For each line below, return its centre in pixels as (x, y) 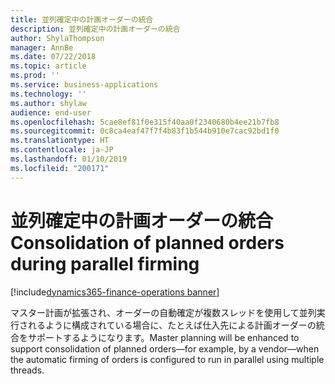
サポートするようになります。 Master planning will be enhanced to (163, 337)
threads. (27, 370)
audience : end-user (51, 112)
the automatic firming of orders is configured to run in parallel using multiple (167, 359)
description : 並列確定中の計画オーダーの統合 (95, 29)
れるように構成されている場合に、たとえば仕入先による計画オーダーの (172, 325)
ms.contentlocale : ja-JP (62, 150)
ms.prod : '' (35, 76)
